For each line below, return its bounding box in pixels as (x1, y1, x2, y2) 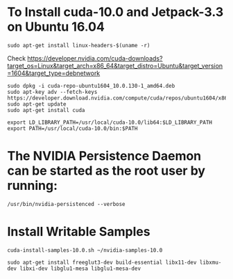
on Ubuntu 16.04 (7, 19, 105, 35)
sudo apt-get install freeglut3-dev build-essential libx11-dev (7, 259, 197, 266)
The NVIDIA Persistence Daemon (7, 148, 202, 164)
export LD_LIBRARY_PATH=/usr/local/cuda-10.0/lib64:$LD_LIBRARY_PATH (7, 119, 213, 126)
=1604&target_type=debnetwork (7, 69, 101, 77)
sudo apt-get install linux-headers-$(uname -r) (7, 42, 150, 49)
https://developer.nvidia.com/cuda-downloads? (27, 54, 163, 63)
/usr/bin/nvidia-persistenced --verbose (7, 200, 126, 207)
